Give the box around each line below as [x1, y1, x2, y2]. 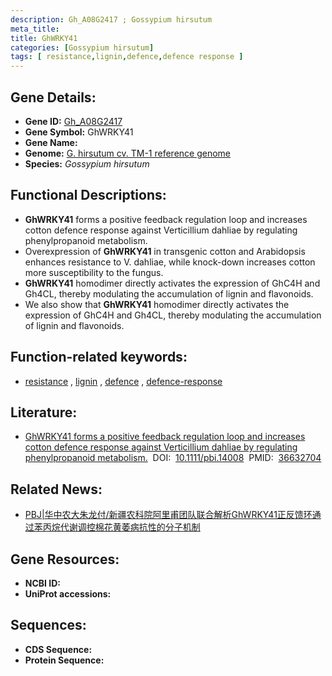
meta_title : [10, 24, 60, 34]
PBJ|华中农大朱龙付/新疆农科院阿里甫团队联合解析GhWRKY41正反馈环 [24, 509, 313, 521]
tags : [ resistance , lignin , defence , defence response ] [10, 52, 244, 62]
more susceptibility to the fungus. [24, 266, 164, 278]
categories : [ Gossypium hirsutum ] [10, 42, 155, 53]
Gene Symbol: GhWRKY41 [24, 126, 134, 138]
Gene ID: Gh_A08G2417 [24, 115, 123, 127]
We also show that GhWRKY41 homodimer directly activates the [24, 298, 290, 310]
